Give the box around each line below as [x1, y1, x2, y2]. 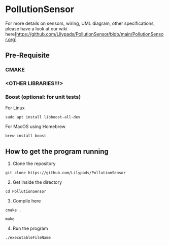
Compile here [12, 198, 41, 204]
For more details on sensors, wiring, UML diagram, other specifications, [5, 20, 155, 26]
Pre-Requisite [5, 51, 50, 60]
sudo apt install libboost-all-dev [5, 115, 81, 120]
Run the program [12, 225, 48, 231]
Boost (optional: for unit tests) [5, 94, 81, 101]
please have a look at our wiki [5, 25, 67, 31]
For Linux [5, 105, 25, 111]
